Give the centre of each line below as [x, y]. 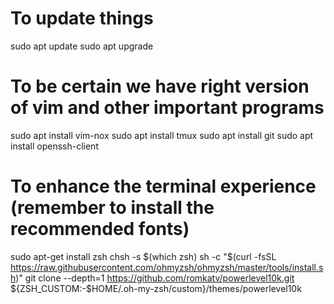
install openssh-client [54, 146]
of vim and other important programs [167, 108]
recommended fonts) [100, 229]
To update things [82, 18]
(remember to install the [112, 208]
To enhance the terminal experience [163, 186]
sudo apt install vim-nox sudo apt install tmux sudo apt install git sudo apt [162, 135]
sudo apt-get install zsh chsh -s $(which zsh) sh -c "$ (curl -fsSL [143, 256]
